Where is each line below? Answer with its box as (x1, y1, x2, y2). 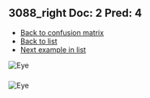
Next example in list (19, 44, 87, 55)
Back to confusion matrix (19, 27, 104, 37)
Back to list (19, 36, 58, 46)
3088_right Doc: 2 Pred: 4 (8, 6, 143, 20)
